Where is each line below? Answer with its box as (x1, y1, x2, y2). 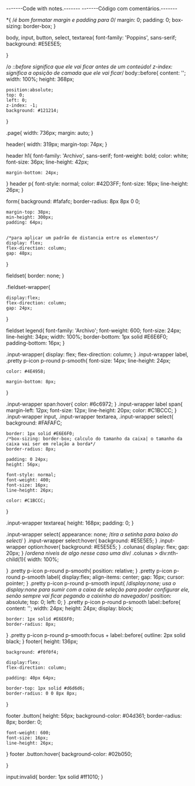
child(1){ (6, 556, 26, 563)
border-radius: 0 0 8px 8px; (6, 691, 78, 697)
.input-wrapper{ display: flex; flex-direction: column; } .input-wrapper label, (6, 351, 189, 358)
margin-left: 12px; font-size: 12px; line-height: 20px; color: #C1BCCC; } (6, 407, 177, 414)
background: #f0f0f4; (6, 649, 59, 655)
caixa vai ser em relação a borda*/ (6, 441, 96, 447)
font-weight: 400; (6, 477, 51, 483)
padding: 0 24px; (6, 456, 49, 462)
